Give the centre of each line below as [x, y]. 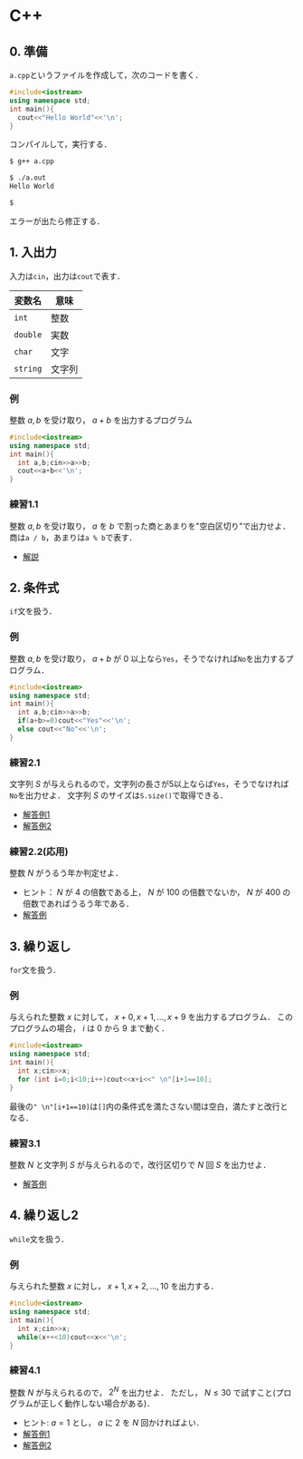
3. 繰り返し [40, 946]
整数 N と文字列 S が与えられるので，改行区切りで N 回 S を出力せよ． [140, 1165]
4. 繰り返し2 [44, 1216]
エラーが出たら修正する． [57, 221]
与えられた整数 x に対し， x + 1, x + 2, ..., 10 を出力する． [114, 1286]
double [28, 335]
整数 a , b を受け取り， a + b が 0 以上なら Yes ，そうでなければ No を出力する [148, 658]
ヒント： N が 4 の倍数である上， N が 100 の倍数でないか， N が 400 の [156, 892]
